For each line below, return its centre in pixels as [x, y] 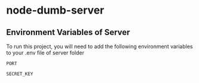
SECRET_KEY [20, 74]
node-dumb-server [55, 10]
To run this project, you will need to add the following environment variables [99, 46]
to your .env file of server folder [45, 53]
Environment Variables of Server [68, 32]
